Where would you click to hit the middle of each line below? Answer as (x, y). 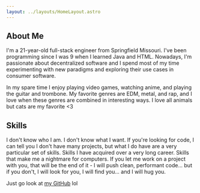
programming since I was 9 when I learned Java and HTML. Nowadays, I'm (99, 57)
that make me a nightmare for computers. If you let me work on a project (96, 159)
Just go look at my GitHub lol (42, 183)
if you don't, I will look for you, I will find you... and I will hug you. (86, 172)
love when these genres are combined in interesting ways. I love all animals (99, 100)
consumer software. (31, 76)
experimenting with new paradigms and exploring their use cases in (90, 70)
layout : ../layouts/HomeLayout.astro (53, 12)
